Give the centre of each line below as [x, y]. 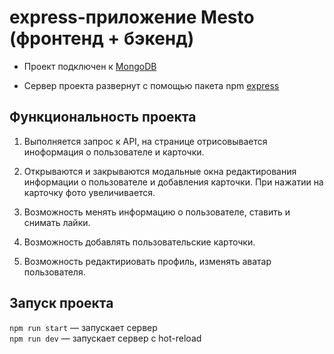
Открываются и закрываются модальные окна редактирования [160, 171]
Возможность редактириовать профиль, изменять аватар [147, 261]
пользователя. [54, 272]
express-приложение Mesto [132, 17]
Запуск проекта [61, 303]
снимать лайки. [57, 222]
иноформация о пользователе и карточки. [114, 152]
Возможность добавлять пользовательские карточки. [139, 242]
